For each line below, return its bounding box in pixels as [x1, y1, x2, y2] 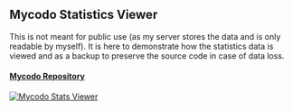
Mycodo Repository [9, 71, 86, 82]
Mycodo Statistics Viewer [9, 7, 158, 23]
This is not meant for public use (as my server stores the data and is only [9, 31, 281, 42]
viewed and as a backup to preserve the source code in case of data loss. [9, 50, 285, 61]
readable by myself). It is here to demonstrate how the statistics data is [9, 41, 274, 51]
